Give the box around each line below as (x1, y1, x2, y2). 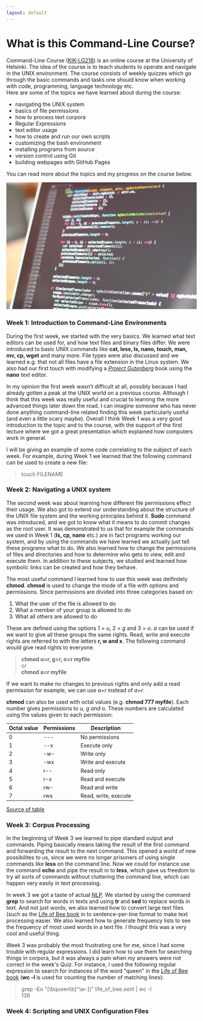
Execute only (80, 741, 113, 749)
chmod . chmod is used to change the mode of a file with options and (6, 582, 179, 589)
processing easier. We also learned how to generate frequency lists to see (6, 917, 191, 924)
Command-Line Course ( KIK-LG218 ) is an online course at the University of (6, 56, 193, 64)
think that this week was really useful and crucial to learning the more (6, 395, 179, 402)
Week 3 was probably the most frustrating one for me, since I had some (6, 942, 185, 949)
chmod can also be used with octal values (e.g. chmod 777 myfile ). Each (6, 698, 189, 705)
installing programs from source (14, 145, 95, 153)
